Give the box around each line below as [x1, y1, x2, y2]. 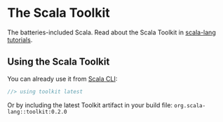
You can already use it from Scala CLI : [7, 74, 118, 83]
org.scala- [174, 102, 206, 109]
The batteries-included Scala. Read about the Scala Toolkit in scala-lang [7, 28, 216, 36]
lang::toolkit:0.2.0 [7, 108, 68, 115]
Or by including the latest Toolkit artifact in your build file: [7, 100, 173, 109]
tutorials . [7, 35, 33, 43]
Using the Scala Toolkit [7, 56, 110, 68]
